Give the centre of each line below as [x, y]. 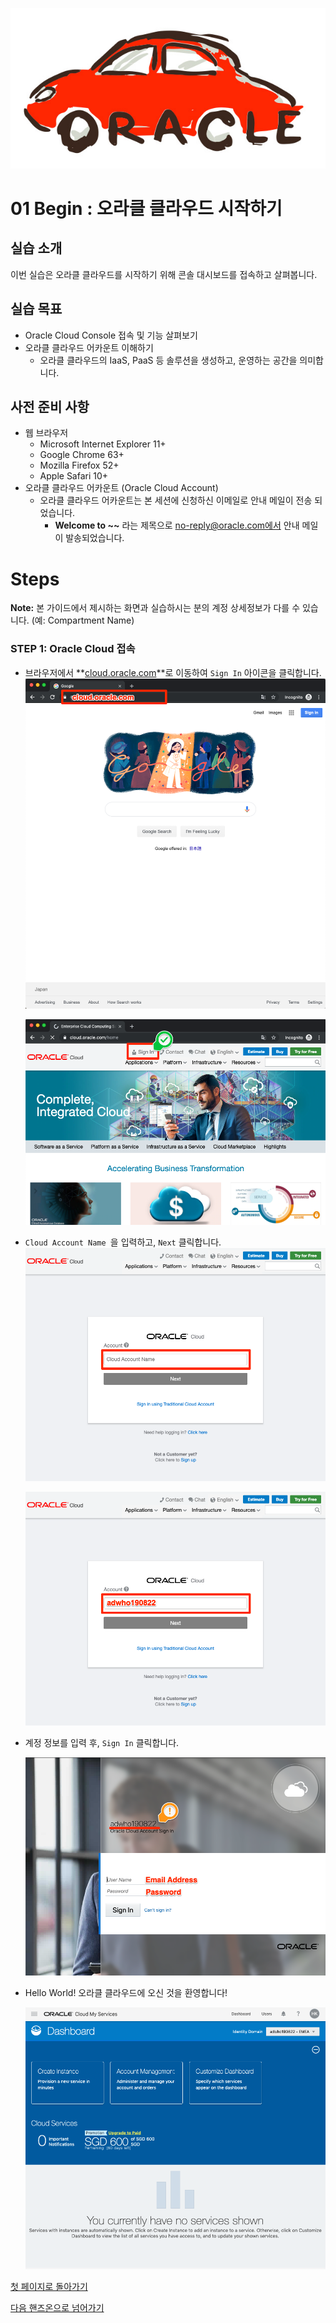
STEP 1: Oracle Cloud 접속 [73, 649]
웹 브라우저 [46, 433]
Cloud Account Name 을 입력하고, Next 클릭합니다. [123, 1242]
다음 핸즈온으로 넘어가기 [57, 2308]
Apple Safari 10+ [74, 476]
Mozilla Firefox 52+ [79, 465]
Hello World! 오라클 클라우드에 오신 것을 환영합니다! [126, 1992]
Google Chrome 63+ [82, 455]
